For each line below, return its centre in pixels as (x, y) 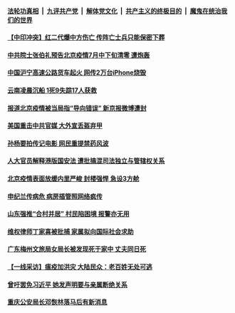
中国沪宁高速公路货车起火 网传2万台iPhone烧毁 (77, 73)
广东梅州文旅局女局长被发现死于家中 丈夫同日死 (77, 249)
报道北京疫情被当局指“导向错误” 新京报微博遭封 (77, 108)
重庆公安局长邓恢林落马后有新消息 (57, 302)
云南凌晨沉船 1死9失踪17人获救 (52, 90)
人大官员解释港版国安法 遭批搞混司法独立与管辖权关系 (86, 161)
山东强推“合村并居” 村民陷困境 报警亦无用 (68, 214)
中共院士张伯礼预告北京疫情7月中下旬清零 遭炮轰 (79, 55)
